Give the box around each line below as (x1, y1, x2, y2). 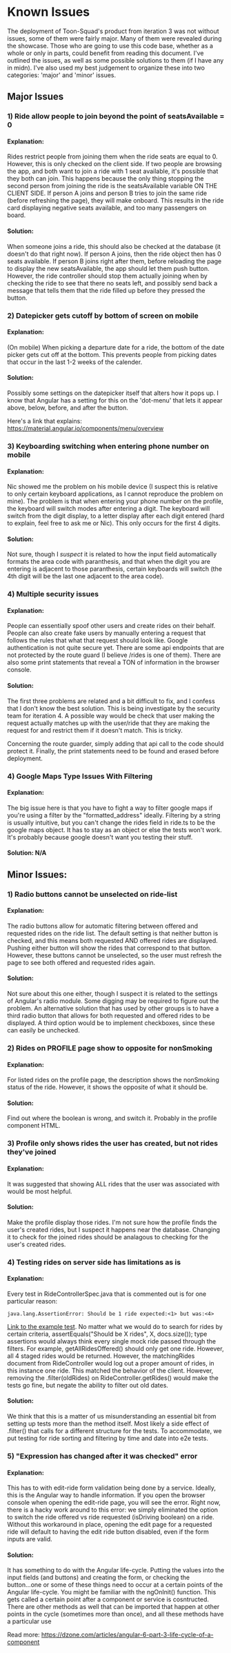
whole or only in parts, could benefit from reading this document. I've (7, 49, 204, 57)
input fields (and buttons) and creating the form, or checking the (7, 1573, 190, 1582)
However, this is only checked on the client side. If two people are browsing (7, 160, 222, 168)
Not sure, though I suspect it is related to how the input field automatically (7, 550, 217, 558)
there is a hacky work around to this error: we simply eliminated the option (7, 1505, 219, 1514)
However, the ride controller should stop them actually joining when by (7, 272, 208, 280)
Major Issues (7, 91, 64, 103)
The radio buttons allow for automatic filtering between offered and (7, 922, 199, 930)
